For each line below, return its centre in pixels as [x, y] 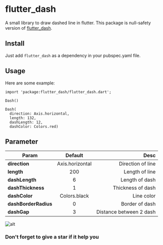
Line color [144, 196]
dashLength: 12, [26, 122]
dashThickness [26, 188]
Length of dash [138, 180]
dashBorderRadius [30, 204]
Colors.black [74, 196]
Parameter [22, 142]
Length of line [140, 172]
